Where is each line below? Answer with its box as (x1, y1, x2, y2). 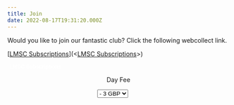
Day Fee (106, 75, 130, 84)
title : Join (7, 10, 42, 17)
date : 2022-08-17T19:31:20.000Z (7, 17, 102, 24)
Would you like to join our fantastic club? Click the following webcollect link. (7, 36, 228, 44)
